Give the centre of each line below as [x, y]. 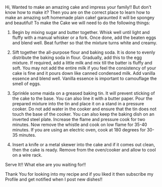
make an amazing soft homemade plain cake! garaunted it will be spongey [80, 17]
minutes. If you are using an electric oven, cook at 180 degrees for [79, 130]
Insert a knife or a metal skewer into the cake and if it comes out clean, [83, 144]
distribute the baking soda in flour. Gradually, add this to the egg [77, 58]
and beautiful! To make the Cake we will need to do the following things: [78, 23]
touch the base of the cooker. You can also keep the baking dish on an [83, 114]
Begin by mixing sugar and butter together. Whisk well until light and [81, 32]
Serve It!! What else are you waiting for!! [46, 165]
